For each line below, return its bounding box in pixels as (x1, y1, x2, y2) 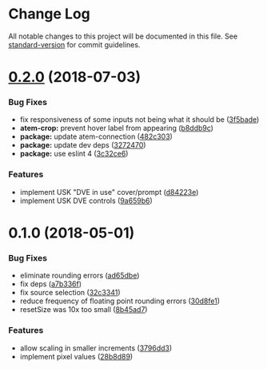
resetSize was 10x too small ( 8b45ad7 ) (19, 305, 148, 314)
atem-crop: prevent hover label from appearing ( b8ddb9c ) (19, 124, 214, 133)
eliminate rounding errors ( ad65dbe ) (19, 270, 140, 281)
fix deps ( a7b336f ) (19, 279, 82, 289)
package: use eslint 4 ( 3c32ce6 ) (19, 149, 129, 159)
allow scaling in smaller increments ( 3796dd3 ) (19, 343, 173, 353)
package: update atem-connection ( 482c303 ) (19, 132, 173, 141)
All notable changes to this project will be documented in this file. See (8, 31, 238, 41)
